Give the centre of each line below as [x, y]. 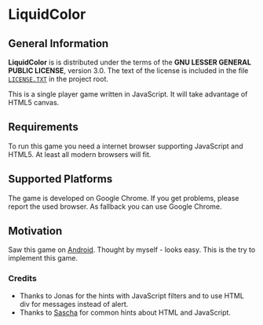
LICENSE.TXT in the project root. [58, 79]
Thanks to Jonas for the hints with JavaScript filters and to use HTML [132, 295]
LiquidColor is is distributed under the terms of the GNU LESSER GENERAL [130, 62]
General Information [58, 44]
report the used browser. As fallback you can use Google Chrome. [115, 206]
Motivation [35, 231]
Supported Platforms [60, 179]
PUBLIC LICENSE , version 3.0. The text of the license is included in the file [128, 71]
